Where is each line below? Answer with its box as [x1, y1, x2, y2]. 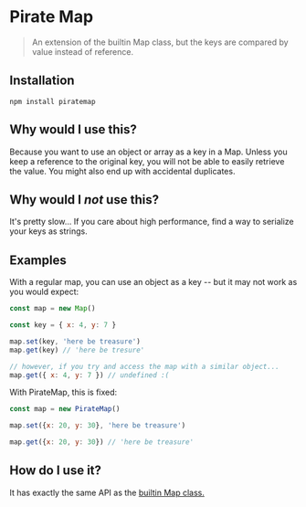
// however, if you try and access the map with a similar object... [9, 362, 280, 371]
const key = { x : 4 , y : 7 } [9, 321, 117, 330]
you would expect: [9, 286, 79, 298]
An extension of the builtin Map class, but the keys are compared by [31, 37, 290, 48]
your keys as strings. [9, 226, 89, 237]
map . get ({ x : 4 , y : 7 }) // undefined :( [9, 370, 170, 380]
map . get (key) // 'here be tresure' [9, 345, 145, 354]
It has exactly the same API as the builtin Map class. [9, 487, 206, 498]
